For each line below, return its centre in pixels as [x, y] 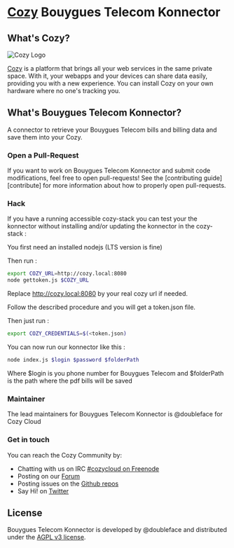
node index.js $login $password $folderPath [73, 360]
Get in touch [29, 440]
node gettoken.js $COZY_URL [48, 280]
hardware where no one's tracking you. [64, 91]
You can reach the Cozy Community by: [65, 455]
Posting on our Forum [49, 476]
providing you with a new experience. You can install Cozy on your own [110, 83]
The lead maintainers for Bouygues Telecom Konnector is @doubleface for [115, 414]
